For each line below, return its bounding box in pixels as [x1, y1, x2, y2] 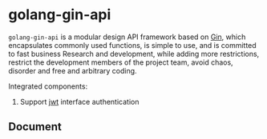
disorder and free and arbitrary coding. [8, 66, 138, 75]
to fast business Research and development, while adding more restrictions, [8, 49, 260, 58]
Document [8, 120, 62, 133]
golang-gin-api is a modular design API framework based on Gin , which [8, 32, 246, 42]
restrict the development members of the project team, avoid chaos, [8, 58, 234, 67]
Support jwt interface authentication [19, 97, 140, 106]
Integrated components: [8, 81, 88, 91]
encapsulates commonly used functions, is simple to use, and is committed [8, 40, 257, 50]
